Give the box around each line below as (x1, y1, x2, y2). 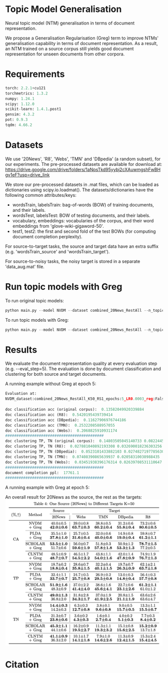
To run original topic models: (5, 297, 64, 303)
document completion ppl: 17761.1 (5, 470, 79, 475)
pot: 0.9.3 (5, 117, 28, 122)
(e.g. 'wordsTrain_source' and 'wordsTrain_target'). (5, 248, 110, 254)
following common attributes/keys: (5, 192, 76, 198)
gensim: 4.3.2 (5, 112, 35, 117)
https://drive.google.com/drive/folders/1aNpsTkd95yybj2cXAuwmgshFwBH (5, 166, 161, 172)
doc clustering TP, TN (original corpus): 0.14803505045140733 (5, 439, 142, 444)
